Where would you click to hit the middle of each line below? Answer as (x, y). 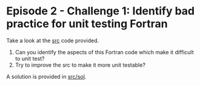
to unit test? (30, 58)
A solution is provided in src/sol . (46, 76)
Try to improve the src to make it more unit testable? (80, 65)
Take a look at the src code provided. (53, 40)
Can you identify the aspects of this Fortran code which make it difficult (104, 52)
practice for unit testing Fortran (87, 24)
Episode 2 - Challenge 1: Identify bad (101, 11)
